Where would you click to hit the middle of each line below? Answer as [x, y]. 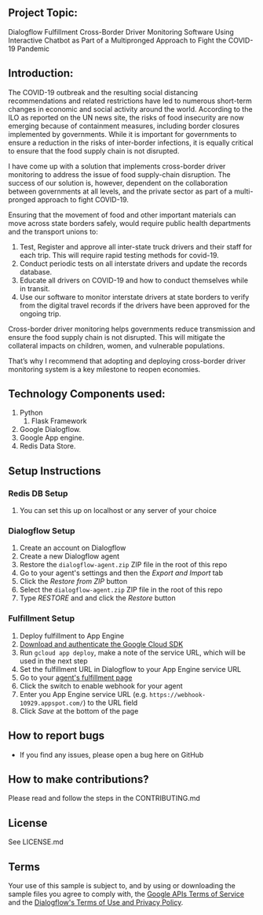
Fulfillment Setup [42, 618]
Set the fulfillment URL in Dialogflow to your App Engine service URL [130, 669]
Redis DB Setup [38, 493]
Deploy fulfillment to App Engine [71, 636]
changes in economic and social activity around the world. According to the [130, 109]
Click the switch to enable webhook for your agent [101, 686]
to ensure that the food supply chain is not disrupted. [94, 151]
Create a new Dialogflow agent [69, 556]
